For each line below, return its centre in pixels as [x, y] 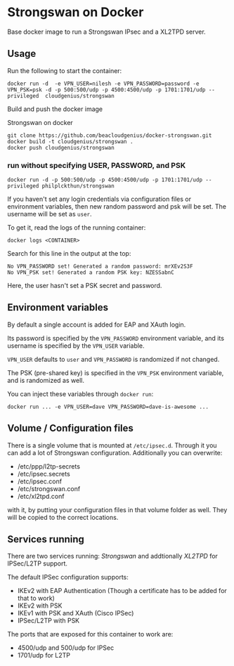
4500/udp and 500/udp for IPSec [66, 648]
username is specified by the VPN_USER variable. [76, 346]
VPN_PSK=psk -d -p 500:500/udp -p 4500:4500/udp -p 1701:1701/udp [106, 90]
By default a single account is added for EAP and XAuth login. [97, 325]
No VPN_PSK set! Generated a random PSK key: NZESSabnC [91, 273]
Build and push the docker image [55, 109]
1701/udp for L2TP [44, 655]
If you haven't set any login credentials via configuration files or [99, 199]
